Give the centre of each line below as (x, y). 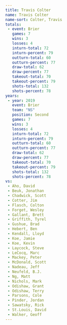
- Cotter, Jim (22, 200)
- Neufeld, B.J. (25, 272)
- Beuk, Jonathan (26, 191)
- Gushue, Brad (23, 224)
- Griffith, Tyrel (27, 220)
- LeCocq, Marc (23, 253)
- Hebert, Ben (22, 229)
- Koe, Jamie (21, 239)
